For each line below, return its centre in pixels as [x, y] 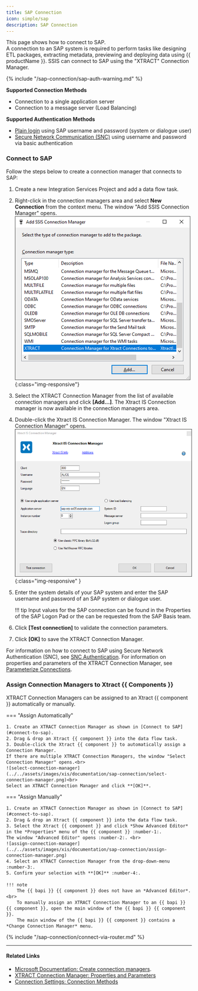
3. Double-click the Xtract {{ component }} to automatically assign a [96, 744]
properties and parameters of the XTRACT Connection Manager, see [89, 663]
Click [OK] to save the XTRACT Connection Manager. [79, 639]
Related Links [23, 956]
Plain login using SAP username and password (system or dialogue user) [103, 131]
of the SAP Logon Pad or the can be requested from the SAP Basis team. [103, 616]
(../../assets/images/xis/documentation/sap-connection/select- [87, 774]
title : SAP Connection [34, 12]
